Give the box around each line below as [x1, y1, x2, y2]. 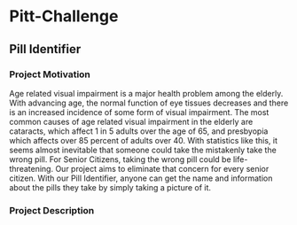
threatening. [9, 163, 54, 174]
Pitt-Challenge [9, 6, 119, 27]
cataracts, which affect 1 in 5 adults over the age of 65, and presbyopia [9, 126, 269, 136]
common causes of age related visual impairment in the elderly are [9, 116, 254, 127]
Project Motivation [9, 68, 91, 81]
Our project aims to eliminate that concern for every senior [55, 163, 270, 174]
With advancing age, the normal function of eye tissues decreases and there [9, 97, 289, 108]
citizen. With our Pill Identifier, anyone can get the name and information [9, 173, 273, 183]
